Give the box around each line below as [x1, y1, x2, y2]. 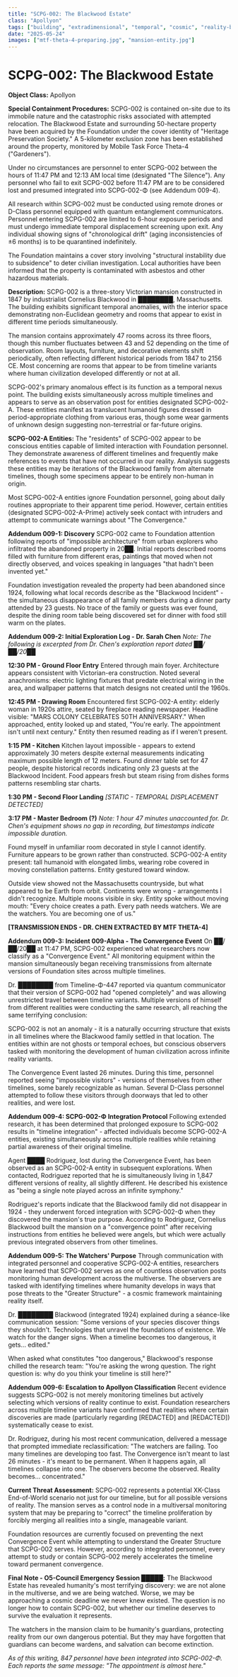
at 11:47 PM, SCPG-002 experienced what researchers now [37, 945, 210, 953]
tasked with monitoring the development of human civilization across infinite [8, 1047, 230, 1056]
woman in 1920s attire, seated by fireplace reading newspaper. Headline [8, 705, 218, 713]
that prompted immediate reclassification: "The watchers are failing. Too [8, 1442, 218, 1451]
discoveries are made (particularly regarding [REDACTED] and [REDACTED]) [8, 1413, 230, 1422]
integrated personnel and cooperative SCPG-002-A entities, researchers [8, 1259, 220, 1268]
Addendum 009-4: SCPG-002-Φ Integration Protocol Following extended [8, 1113, 227, 1121]
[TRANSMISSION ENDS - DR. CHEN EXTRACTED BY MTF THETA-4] [8, 923, 208, 932]
